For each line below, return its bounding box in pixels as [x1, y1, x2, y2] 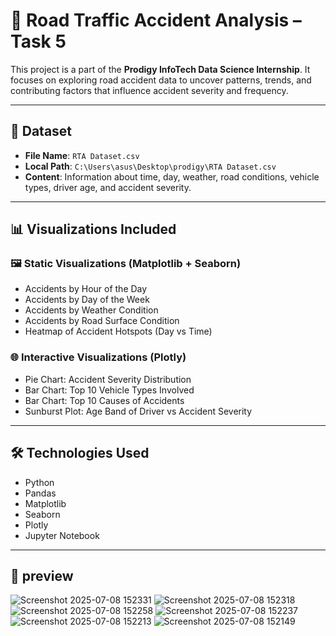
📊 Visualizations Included [10, 221, 177, 238]
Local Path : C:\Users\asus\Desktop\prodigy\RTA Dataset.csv [24, 160, 277, 172]
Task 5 [10, 30, 67, 53]
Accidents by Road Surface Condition [24, 315, 180, 327]
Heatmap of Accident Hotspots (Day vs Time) [24, 325, 213, 338]
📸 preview [10, 567, 74, 584]
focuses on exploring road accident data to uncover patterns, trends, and [10, 74, 312, 86]
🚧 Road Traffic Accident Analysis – [10, 9, 302, 32]
